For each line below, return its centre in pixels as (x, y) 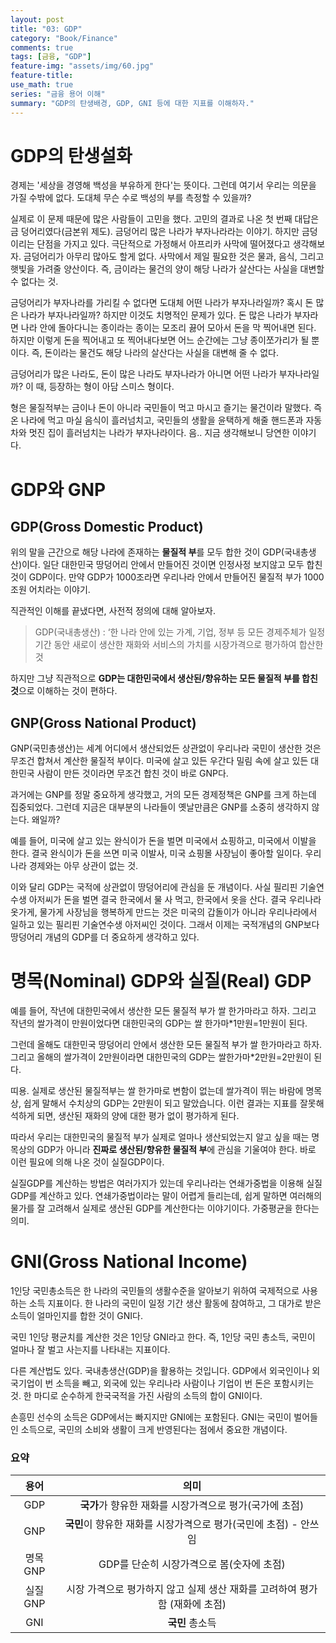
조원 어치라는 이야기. (50, 590)
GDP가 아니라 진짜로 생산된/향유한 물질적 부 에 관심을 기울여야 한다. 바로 (176, 1150)
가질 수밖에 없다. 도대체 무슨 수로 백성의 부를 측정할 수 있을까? (131, 198)
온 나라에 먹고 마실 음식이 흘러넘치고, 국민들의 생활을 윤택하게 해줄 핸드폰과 (157, 420)
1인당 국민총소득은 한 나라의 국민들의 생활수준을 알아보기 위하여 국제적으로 (155, 1291)
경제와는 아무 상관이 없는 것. (83, 866)
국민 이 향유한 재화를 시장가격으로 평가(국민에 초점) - (181, 1524)
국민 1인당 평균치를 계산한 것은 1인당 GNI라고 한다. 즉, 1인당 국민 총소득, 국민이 (163, 1337)
